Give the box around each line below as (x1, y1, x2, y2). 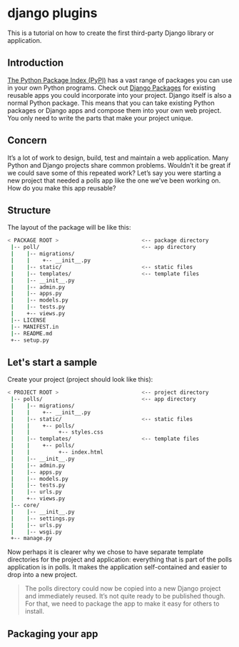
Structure (7, 204, 51, 216)
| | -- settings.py (10, 515, 75, 522)
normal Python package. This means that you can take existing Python (7, 98, 215, 107)
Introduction (7, 57, 64, 69)
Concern (7, 134, 48, 147)
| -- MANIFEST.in (10, 323, 59, 330)
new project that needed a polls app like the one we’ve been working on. (7, 176, 221, 185)
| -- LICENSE (10, 316, 46, 324)
